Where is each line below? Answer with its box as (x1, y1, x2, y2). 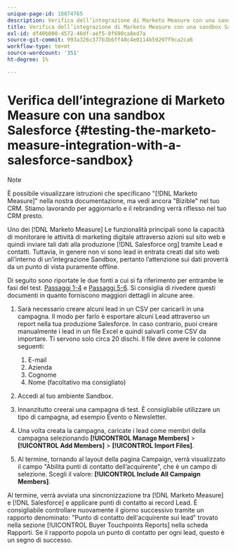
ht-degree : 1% (7, 56, 49, 63)
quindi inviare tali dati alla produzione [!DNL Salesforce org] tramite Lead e (7, 240, 223, 248)
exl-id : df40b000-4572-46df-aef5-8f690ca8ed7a (7, 30, 146, 37)
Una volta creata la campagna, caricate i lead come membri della (17, 426, 206, 434)
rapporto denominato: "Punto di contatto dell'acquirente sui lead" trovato (7, 513, 218, 521)
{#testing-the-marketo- (74, 122, 217, 138)
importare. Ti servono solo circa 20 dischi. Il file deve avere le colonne (17, 335, 221, 343)
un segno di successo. (7, 536, 73, 544)
